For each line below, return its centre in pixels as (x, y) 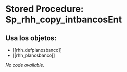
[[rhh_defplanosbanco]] (37, 50)
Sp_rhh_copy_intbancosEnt (64, 19)
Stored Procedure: (45, 9)
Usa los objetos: (31, 38)
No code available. (25, 65)
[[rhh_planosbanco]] (34, 55)
